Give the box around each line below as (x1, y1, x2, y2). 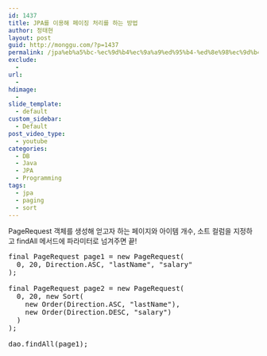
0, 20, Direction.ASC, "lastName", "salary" (16, 260, 193, 269)
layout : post (8, 33, 52, 42)
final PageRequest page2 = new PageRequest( (8, 284, 185, 293)
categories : (8, 145, 48, 153)
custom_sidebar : (8, 115, 62, 123)
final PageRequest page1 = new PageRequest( (8, 252, 185, 261)
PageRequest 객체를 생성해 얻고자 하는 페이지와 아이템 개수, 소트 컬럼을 (8, 226, 232, 236)
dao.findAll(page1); (8, 339, 89, 349)
